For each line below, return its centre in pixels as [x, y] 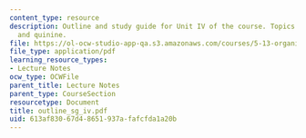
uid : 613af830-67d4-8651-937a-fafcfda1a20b [93, 119]
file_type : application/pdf [63, 52]
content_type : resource [55, 18]
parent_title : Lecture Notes [65, 85]
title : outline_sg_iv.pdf [58, 111]
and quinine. [42, 34]
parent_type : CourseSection [63, 94]
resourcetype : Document [55, 102]
